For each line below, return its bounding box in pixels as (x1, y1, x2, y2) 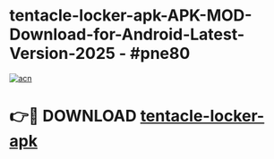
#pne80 (129, 44, 191, 63)
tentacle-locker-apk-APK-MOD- (9, 5, 253, 26)
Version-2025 (9, 44, 116, 63)
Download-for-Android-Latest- (9, 24, 245, 45)
